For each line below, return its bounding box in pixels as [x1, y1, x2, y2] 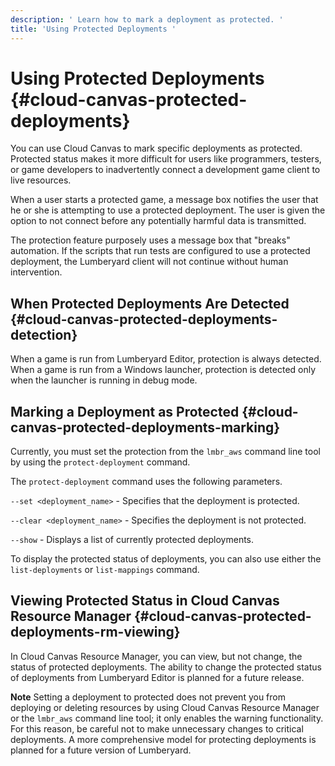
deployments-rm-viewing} [10, 624, 181, 641]
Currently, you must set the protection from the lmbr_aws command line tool [10, 446, 321, 458]
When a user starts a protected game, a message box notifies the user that [10, 194, 319, 206]
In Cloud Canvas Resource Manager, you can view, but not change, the [10, 650, 303, 662]
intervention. [10, 266, 63, 278]
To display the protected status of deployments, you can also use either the [10, 553, 322, 565]
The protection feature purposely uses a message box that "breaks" [10, 234, 291, 246]
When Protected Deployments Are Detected [10, 295, 290, 312]
